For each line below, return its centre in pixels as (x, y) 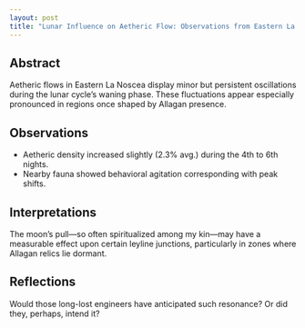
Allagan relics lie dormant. (58, 253)
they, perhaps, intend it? (55, 313)
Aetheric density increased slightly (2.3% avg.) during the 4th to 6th (150, 154)
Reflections (43, 282)
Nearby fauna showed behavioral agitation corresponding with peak (150, 174)
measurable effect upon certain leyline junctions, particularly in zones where (153, 244)
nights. (36, 164)
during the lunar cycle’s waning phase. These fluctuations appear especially (152, 94)
